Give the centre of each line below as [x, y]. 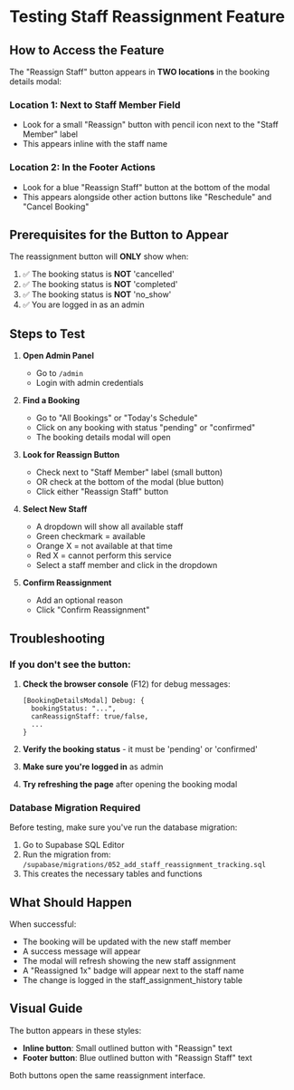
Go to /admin [60, 373]
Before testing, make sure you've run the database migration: [123, 827]
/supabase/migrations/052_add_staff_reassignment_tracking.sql [144, 865]
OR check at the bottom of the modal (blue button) [130, 482]
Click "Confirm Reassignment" [93, 610]
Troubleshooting [57, 638]
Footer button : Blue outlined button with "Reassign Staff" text [137, 1057]
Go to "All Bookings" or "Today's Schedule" [117, 418]
